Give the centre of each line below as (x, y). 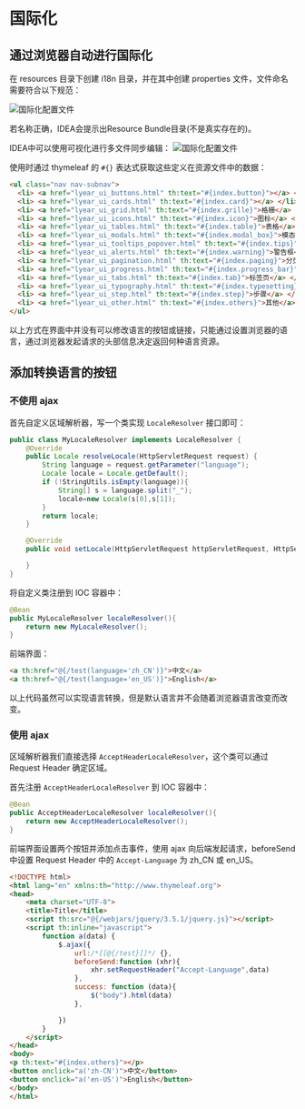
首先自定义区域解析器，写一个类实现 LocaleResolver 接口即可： (128, 422)
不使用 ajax (34, 401)
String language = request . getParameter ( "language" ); (146, 465)
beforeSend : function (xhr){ (127, 962)
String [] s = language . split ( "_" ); (125, 490)
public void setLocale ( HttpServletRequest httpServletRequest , (148, 549)
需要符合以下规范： (45, 90)
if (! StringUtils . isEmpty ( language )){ (115, 482)
